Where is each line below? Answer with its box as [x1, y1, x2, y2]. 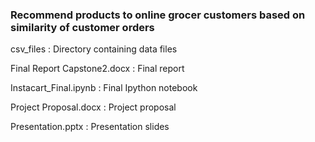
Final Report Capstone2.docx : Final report [10, 63, 185, 75]
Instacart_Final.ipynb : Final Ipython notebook [10, 82, 198, 94]
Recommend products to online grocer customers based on [10, 8, 306, 22]
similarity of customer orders [10, 20, 155, 34]
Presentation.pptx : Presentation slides [10, 121, 170, 133]
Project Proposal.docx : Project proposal [10, 101, 177, 113]
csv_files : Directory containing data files [10, 43, 178, 55]
